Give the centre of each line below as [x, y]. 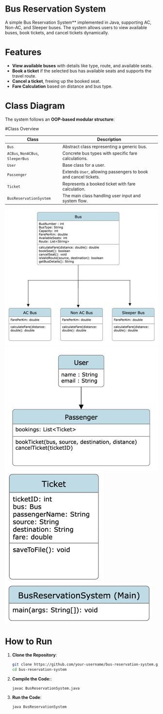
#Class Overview [22, 128]
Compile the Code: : [32, 679]
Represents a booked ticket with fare [99, 184]
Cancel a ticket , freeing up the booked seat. [56, 81]
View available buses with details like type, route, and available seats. [82, 65]
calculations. [75, 158]
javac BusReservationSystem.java [46, 688]
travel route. [24, 76]
